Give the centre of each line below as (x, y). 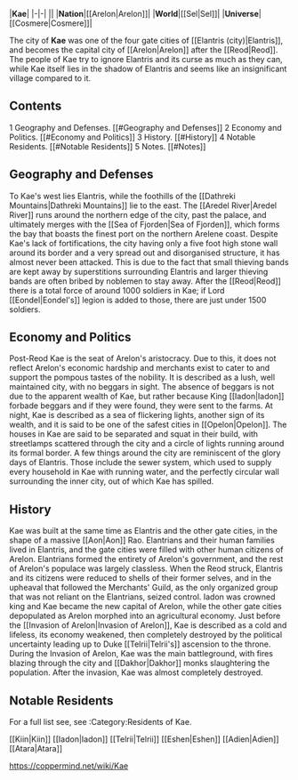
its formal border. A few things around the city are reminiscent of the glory (145, 453)
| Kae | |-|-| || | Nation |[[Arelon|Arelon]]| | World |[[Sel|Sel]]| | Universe (134, 14)
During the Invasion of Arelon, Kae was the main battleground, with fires (141, 654)
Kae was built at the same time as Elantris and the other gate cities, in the (144, 531)
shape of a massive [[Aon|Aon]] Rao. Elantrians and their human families (142, 540)
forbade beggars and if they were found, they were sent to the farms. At (141, 406)
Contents (36, 106)
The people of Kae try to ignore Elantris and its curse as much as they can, (146, 59)
